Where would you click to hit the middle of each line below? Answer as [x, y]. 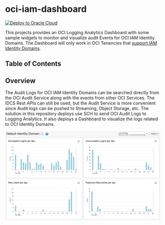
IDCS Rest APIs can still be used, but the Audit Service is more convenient [81, 103]
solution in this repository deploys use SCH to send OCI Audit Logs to [76, 114]
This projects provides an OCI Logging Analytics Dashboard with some [77, 32]
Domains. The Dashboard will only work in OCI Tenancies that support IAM [81, 43]
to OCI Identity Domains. [30, 124]
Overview [21, 81]
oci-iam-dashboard [46, 9]
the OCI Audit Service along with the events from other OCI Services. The [80, 98]
